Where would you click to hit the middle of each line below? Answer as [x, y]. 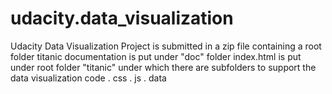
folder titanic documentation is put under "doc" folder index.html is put [156, 56]
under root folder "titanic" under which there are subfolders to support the [163, 67]
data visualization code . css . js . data [88, 78]
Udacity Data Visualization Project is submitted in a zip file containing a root [166, 46]
